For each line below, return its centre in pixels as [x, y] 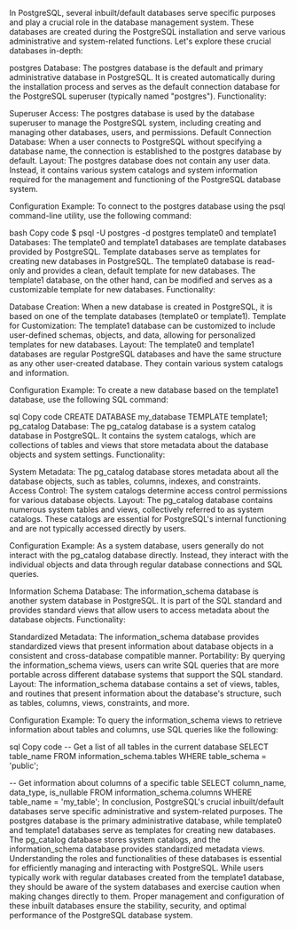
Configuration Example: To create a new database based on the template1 [144, 390]
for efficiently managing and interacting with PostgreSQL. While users [137, 868]
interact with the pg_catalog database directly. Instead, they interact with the [149, 555]
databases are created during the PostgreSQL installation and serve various [148, 32]
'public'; [24, 765]
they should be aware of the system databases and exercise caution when [145, 887]
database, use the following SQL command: [89, 400]
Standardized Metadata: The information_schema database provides [134, 637]
